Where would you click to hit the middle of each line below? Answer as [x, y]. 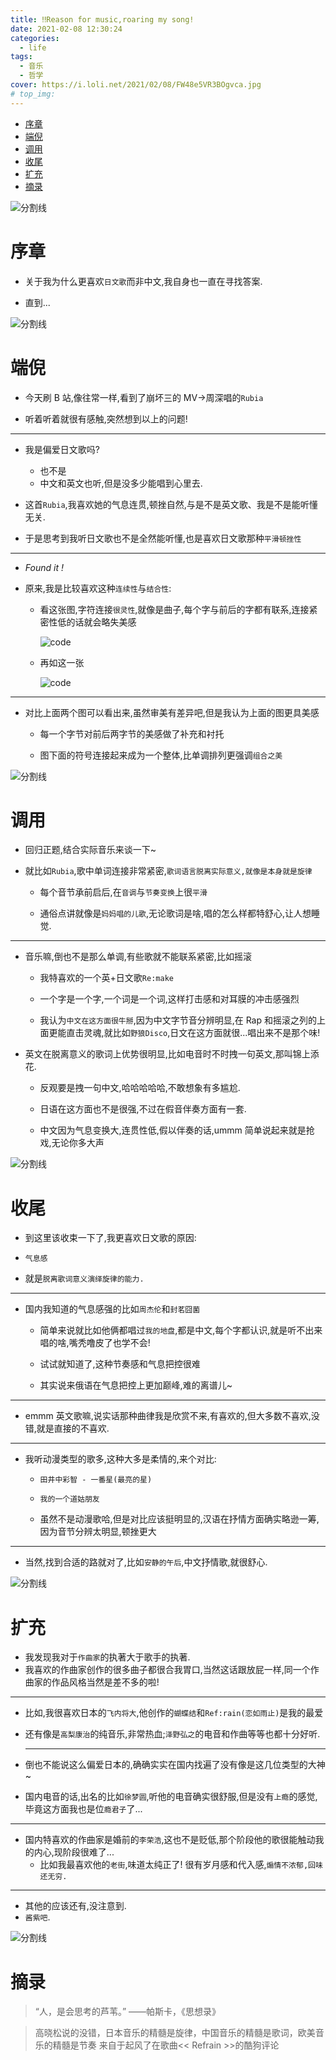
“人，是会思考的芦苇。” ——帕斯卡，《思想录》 [128, 2012]
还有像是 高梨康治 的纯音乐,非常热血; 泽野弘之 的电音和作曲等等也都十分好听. [172, 1734]
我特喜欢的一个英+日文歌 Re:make [106, 978]
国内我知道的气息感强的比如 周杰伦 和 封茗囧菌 [112, 1309]
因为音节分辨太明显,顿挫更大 [98, 1532]
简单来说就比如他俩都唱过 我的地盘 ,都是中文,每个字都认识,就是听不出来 [181, 1330]
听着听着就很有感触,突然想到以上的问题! [106, 418]
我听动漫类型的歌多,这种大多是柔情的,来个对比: [120, 1459]
